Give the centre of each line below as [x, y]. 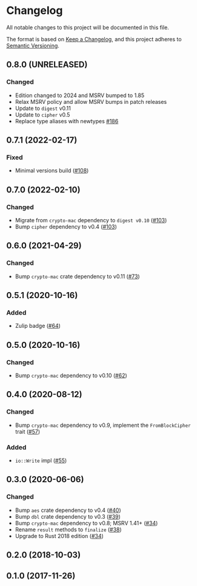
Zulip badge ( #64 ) [38, 326]
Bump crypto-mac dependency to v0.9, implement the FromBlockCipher [103, 425]
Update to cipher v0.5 [42, 114]
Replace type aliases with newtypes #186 [67, 121]
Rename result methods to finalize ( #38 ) [68, 530]
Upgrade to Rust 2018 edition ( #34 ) [59, 536]
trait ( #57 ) [28, 431]
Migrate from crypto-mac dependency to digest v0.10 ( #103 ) [91, 220]
